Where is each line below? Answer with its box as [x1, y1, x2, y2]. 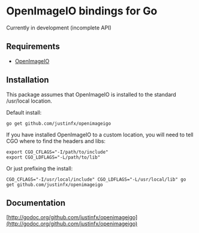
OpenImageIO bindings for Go [6, 4, 158, 18]
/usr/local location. [6, 97, 53, 104]
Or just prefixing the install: [6, 165, 73, 172]
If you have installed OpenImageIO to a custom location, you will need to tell [6, 131, 194, 138]
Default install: [6, 109, 42, 116]
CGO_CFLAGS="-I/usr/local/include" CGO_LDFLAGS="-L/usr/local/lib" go [6, 176, 186, 183]
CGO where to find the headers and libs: [6, 137, 106, 145]
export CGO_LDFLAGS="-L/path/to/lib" [6, 154, 101, 160]
